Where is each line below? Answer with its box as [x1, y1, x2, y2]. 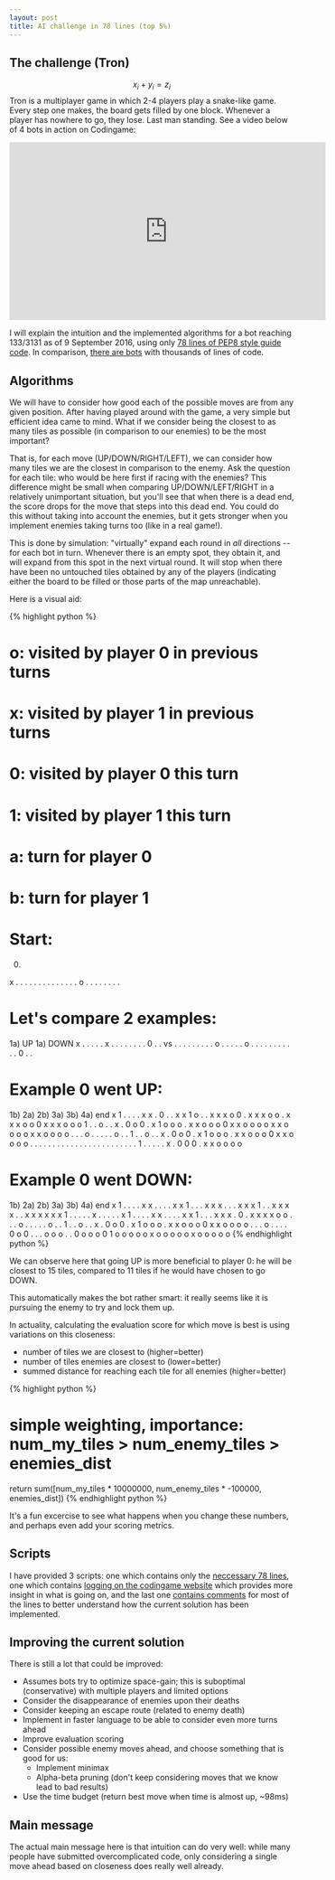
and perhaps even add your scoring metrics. [9, 1519, 174, 1530]
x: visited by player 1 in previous [9, 703, 255, 724]
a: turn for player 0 [9, 846, 153, 867]
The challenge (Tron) [9, 55, 130, 70]
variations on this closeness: [9, 1329, 116, 1339]
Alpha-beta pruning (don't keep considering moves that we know [35, 1772, 278, 1783]
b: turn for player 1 [9, 888, 149, 908]
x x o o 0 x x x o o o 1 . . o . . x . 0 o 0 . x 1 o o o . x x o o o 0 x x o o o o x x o [9, 1118, 289, 1130]
